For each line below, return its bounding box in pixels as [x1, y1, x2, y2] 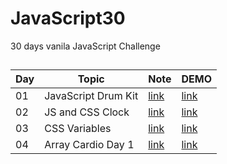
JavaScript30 [10, 7, 126, 30]
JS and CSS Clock [44, 105, 130, 119]
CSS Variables [44, 122, 112, 136]
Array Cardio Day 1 [44, 138, 135, 152]
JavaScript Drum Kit [44, 89, 139, 103]
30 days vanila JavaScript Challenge [10, 40, 161, 52]
